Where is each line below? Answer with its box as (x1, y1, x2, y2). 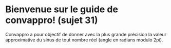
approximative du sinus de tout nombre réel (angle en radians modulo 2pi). (5, 37, 163, 43)
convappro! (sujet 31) (5, 14, 99, 26)
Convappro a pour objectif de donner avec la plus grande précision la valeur (5, 31, 167, 37)
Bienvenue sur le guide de (5, 4, 118, 15)
